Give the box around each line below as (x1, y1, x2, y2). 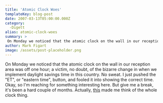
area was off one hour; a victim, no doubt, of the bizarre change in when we (5, 66, 157, 72)
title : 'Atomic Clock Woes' (5, 7, 62, 12)
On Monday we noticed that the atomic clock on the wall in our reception (5, 61, 150, 67)
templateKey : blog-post (5, 12, 53, 17)
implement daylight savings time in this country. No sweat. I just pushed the (5, 71, 156, 77)
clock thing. (5, 92, 29, 98)
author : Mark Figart (5, 43, 47, 48)
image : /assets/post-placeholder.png (5, 48, 81, 52)
